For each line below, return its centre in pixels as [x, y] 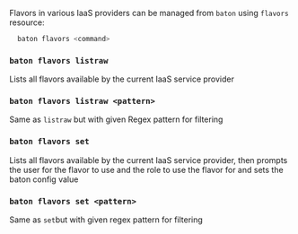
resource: [27, 22]
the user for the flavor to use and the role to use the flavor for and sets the [147, 169]
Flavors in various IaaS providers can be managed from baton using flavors [149, 13]
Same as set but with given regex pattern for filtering [106, 220]
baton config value [44, 179]
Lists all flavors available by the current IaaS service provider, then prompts [149, 160]
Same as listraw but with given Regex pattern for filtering [116, 119]
